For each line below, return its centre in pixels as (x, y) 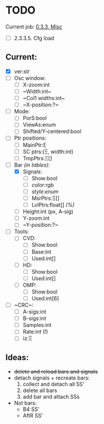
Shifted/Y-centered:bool (52, 131)
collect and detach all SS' (53, 384)
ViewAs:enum (39, 125)
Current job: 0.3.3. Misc (34, 27)
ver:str (22, 71)
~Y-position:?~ (41, 225)
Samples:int (37, 325)
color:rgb (43, 185)
